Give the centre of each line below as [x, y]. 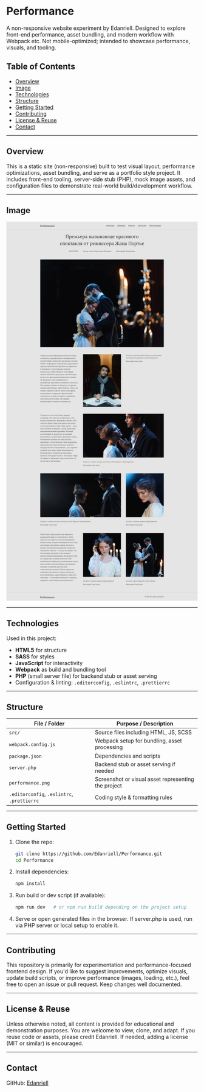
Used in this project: [31, 638]
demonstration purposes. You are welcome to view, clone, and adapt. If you [101, 1030]
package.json [25, 756]
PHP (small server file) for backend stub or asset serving [86, 676]
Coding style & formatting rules [134, 797]
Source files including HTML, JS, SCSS [144, 733]
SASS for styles [35, 657]
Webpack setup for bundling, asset [138, 741]
